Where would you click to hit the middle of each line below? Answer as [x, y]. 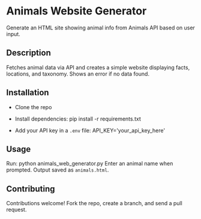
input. [13, 34]
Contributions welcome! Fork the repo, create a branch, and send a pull [94, 203]
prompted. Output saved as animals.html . [58, 170]
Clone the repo [33, 107]
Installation [28, 93]
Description [28, 53]
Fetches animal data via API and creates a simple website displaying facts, [98, 67]
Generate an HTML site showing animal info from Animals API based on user [100, 28]
